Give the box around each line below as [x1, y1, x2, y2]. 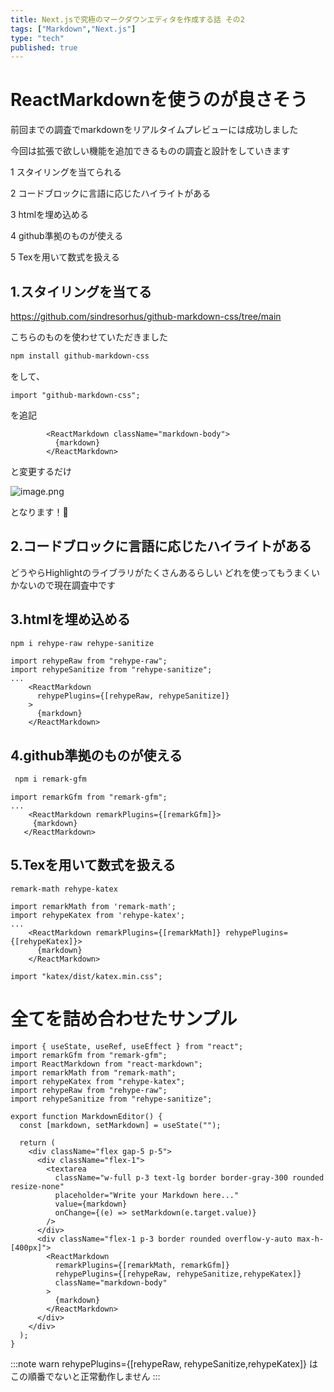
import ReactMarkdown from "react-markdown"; [10, 1059, 203, 1069]
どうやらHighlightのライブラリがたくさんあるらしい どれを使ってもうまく [10, 566, 312, 578]
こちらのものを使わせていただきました [10, 331, 168, 343]
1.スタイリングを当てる [10, 283, 153, 300]
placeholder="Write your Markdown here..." [54, 1190, 240, 1200]
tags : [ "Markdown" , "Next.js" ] [10, 24, 137, 34]
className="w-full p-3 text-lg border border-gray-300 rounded [54, 1172, 325, 1183]
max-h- [296, 1234, 325, 1244]
